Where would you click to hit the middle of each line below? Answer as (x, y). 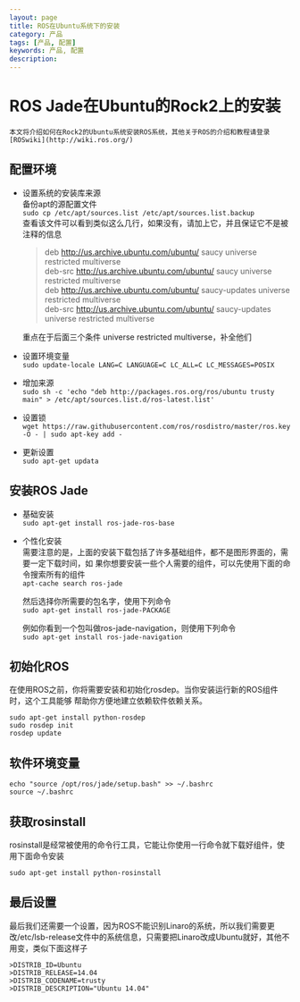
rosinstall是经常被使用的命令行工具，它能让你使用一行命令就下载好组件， (143, 845)
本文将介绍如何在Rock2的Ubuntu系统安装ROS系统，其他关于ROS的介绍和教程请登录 (140, 132)
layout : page (33, 17)
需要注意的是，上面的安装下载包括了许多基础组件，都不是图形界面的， (151, 552)
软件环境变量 (45, 763)
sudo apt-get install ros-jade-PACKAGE (96, 610)
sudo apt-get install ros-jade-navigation (102, 637)
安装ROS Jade (49, 491)
